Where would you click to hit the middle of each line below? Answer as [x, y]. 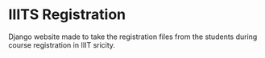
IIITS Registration [67, 15]
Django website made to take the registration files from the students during [133, 37]
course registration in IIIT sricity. [62, 44]
